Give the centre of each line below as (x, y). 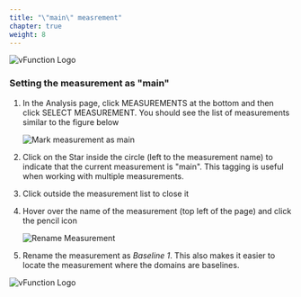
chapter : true (36, 26)
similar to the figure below (71, 121)
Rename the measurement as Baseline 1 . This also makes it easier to (149, 255)
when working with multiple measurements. (103, 175)
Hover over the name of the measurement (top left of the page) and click (157, 211)
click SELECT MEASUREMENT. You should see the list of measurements (156, 112)
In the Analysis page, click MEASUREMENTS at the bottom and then (148, 103)
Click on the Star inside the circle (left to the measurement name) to (148, 157)
